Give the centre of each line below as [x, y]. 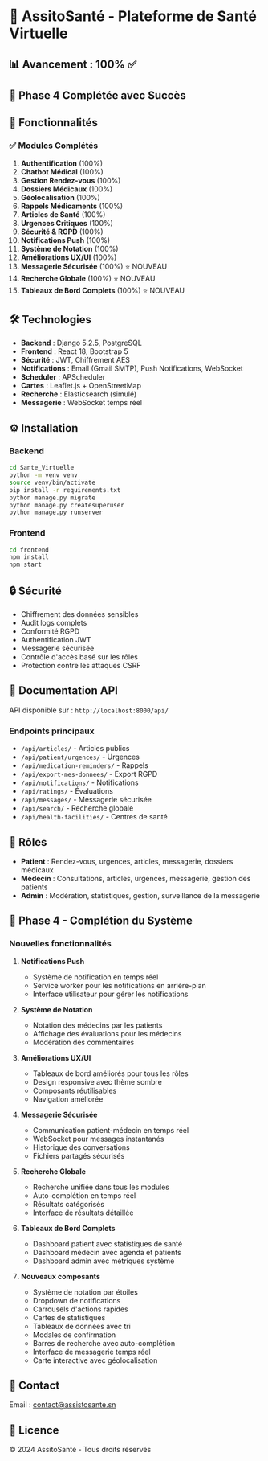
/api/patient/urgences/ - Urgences [80, 757]
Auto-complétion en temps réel [84, 1195]
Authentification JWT [56, 640]
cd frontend [29, 550]
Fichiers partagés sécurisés [79, 1155]
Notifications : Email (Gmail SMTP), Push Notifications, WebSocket [132, 368]
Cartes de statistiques [69, 1317]
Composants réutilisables [75, 1090]
